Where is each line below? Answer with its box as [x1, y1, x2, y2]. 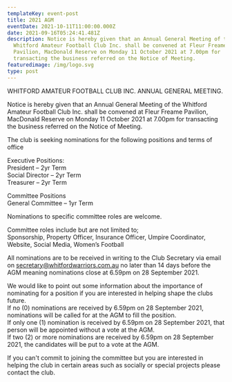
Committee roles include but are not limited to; [7, 225, 139, 234]
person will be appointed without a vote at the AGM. [7, 325, 155, 334]
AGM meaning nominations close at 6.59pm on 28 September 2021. [7, 268, 200, 277]
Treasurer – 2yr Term [7, 178, 67, 186]
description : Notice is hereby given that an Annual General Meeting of [7, 36, 221, 43]
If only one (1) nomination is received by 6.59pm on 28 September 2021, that [7, 318, 225, 326]
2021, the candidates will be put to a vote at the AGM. [7, 340, 159, 348]
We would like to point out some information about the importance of [7, 281, 203, 290]
